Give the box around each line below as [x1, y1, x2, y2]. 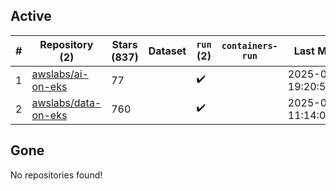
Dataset [148, 44, 187, 58]
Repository [39, 37, 94, 51]
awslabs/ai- [31, 67, 90, 81]
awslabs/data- [31, 95, 102, 109]
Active [10, 8, 52, 25]
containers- [221, 40, 278, 51]
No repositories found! [10, 169, 103, 181]
